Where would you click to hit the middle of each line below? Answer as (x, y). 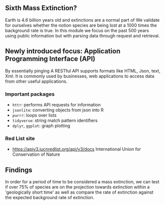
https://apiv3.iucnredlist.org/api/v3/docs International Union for (77, 149)
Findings (19, 170)
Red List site (20, 138)
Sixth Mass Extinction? (41, 8)
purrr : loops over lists (34, 115)
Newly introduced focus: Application (63, 51)
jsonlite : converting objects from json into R (58, 110)
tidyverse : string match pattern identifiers (55, 120)
